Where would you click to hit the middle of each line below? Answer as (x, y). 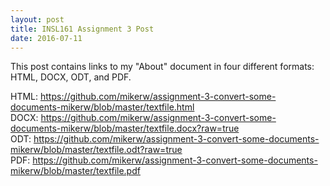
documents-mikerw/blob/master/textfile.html (102, 107)
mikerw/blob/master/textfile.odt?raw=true (96, 150)
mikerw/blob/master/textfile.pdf (75, 171)
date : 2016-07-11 (46, 38)
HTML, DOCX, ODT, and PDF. (71, 77)
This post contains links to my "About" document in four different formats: (162, 67)
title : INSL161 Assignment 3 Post (82, 29)
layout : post (37, 19)
